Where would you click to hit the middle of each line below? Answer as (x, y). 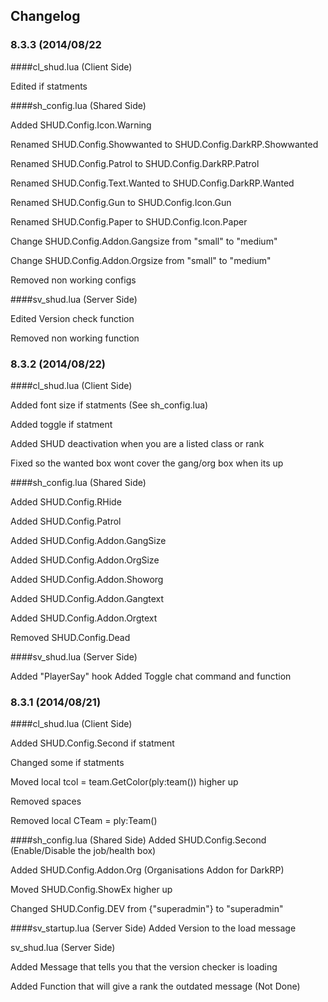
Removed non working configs (73, 280)
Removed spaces (46, 801)
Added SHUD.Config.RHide (66, 501)
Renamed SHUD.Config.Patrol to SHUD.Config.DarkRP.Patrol (135, 163)
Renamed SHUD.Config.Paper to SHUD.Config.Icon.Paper (129, 221)
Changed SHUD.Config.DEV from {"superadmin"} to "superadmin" (147, 909)
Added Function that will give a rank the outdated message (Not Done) (155, 986)
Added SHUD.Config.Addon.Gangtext (87, 598)
